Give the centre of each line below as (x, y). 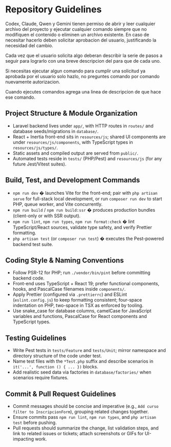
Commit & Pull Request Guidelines (61, 394)
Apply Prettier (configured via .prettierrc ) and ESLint (70, 294)
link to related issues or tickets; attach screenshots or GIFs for (78, 433)
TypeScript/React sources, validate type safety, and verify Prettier (82, 227)
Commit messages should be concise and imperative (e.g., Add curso (85, 406)
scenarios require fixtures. (40, 378)
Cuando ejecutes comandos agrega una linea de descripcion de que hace (83, 91)
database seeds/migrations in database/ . (56, 131)
